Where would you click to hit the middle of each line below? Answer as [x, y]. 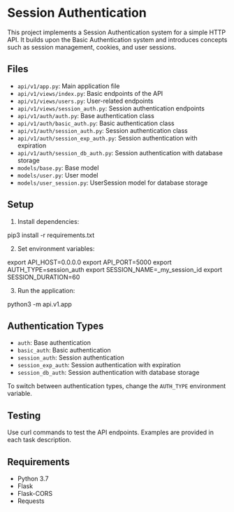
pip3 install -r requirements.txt [51, 235]
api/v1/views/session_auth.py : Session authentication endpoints [111, 108]
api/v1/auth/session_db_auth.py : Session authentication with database [120, 152]
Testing [24, 415]
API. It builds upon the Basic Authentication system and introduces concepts [117, 39]
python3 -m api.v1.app [39, 304]
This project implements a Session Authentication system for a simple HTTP [116, 32]
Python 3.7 [33, 478]
